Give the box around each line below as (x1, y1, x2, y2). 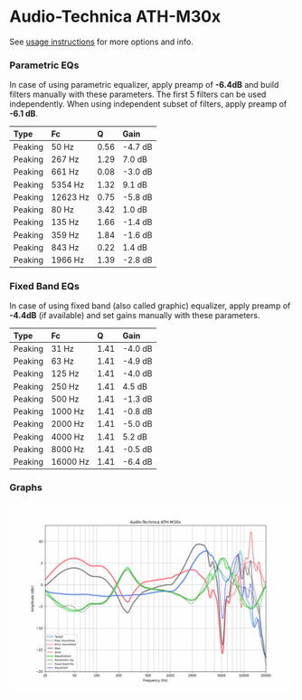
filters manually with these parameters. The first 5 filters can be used (9, 89, 267, 100)
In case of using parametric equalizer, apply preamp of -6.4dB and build (9, 80, 279, 90)
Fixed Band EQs (9, 279, 80, 292)
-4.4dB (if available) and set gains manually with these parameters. (9, 310, 260, 321)
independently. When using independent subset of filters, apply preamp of (9, 99, 288, 109)
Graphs (9, 481, 42, 494)
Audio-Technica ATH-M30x (9, 6, 222, 27)
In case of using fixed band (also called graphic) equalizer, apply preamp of (9, 300, 291, 311)
